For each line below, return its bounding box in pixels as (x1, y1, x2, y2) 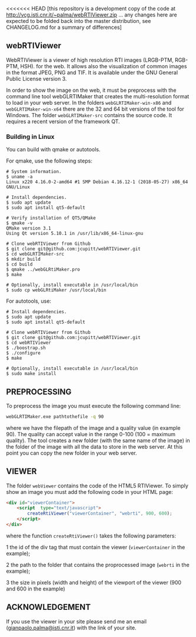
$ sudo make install (6, 371, 57, 377)
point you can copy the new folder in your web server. (6, 449, 137, 456)
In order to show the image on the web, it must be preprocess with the (6, 87, 177, 94)
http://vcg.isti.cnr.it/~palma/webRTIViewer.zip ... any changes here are (6, 11, 178, 18)
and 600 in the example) (6, 585, 66, 592)
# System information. (6, 169, 62, 175)
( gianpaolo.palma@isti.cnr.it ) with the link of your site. (6, 624, 137, 631)
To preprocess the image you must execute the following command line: (6, 402, 181, 409)
